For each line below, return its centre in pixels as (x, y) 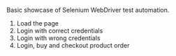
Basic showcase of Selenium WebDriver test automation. (88, 10)
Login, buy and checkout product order (73, 45)
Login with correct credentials (60, 31)
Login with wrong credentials (58, 38)
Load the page (37, 23)
